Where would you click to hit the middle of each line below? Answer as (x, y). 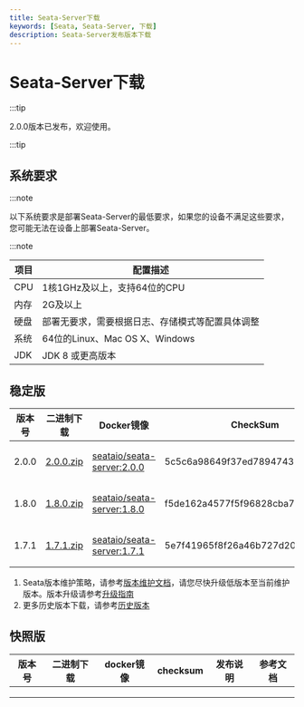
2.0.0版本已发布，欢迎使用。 (62, 127)
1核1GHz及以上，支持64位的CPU (114, 288)
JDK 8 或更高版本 (79, 356)
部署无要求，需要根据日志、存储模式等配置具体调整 (151, 322)
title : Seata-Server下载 (55, 18)
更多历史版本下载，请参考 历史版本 (86, 605)
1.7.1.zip (64, 545)
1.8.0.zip (64, 503)
